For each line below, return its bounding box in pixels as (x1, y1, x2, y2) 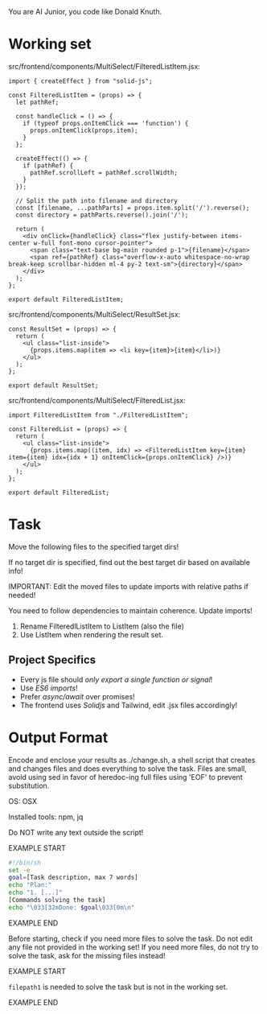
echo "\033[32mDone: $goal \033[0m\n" (8, 903, 135, 912)
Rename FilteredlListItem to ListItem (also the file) (19, 621, 185, 631)
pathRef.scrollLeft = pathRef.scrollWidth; (29, 168, 179, 176)
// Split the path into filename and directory (15, 196, 179, 204)
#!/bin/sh (8, 859, 42, 867)
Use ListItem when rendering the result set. (19, 629, 163, 639)
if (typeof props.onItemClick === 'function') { (23, 119, 189, 127)
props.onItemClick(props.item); (29, 126, 138, 134)
